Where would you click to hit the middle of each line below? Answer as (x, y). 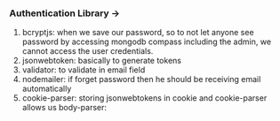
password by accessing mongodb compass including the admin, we (147, 42)
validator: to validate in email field (84, 70)
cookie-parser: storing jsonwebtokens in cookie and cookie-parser (144, 98)
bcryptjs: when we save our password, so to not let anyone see (138, 33)
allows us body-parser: (64, 108)
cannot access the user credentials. (88, 51)
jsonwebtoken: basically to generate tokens (102, 61)
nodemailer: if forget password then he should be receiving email (141, 79)
